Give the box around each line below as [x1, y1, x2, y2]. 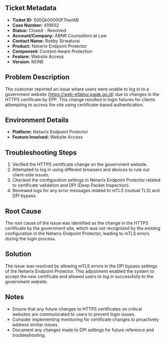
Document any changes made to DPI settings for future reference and [12, 327, 154, 333]
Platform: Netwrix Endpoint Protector [12, 129, 89, 135]
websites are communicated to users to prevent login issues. [12, 311, 136, 317]
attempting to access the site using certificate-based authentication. [5, 102, 144, 108]
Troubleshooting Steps [5, 148, 77, 157]
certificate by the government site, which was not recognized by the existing [5, 226, 161, 231]
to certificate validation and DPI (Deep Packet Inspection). [12, 182, 130, 188]
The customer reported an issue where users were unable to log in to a [5, 86, 149, 92]
